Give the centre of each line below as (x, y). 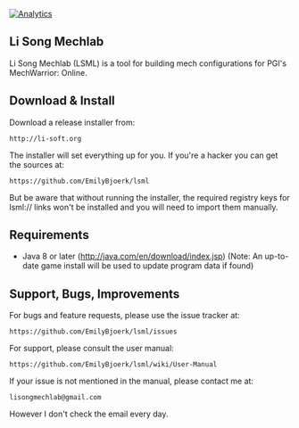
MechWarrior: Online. (48, 72)
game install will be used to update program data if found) (147, 266)
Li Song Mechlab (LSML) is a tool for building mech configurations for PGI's (148, 63)
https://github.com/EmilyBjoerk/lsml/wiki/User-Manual (113, 365)
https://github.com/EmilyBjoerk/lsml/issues (93, 332)
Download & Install (62, 101)
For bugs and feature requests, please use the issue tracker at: (125, 316)
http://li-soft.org (46, 138)
